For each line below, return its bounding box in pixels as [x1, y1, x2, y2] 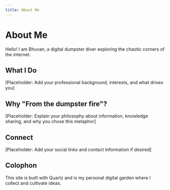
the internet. [5, 51, 31, 57]
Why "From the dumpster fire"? [5, 99, 108, 108]
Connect [5, 133, 33, 142]
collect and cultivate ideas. [5, 180, 62, 186]
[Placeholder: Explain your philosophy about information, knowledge [5, 113, 148, 119]
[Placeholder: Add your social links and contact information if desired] [5, 146, 152, 153]
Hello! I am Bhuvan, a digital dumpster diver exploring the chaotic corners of [5, 46, 165, 52]
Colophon [5, 161, 37, 170]
